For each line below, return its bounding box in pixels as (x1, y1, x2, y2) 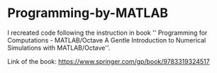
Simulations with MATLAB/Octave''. (7, 43, 111, 52)
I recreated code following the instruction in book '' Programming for (7, 28, 208, 37)
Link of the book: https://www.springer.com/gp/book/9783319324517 (7, 57, 211, 65)
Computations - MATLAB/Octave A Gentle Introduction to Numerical (7, 35, 206, 44)
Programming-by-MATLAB (7, 5, 169, 21)
